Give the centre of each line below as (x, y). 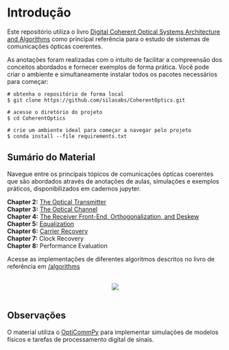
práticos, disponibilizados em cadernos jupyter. (74, 188)
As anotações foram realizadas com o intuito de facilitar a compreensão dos (115, 59)
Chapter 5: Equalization (40, 223)
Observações (37, 315)
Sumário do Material (51, 157)
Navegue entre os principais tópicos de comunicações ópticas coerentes (110, 174)
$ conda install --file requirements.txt (67, 136)
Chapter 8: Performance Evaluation (58, 245)
